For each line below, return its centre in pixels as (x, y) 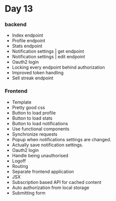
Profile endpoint (29, 41)
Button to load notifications (40, 123)
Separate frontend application (43, 171)
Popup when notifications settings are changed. (62, 139)
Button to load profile (34, 113)
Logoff (19, 161)
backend (16, 25)
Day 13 (19, 9)
